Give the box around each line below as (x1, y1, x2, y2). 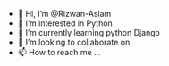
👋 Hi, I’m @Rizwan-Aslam (17, 9, 112, 19)
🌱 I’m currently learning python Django (17, 28, 161, 37)
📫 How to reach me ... (17, 47, 101, 57)
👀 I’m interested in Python (17, 18, 114, 29)
